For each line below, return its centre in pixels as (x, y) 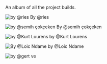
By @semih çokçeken (79, 27)
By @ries (39, 17)
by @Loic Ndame (66, 46)
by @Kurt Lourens (68, 37)
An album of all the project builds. (41, 7)
